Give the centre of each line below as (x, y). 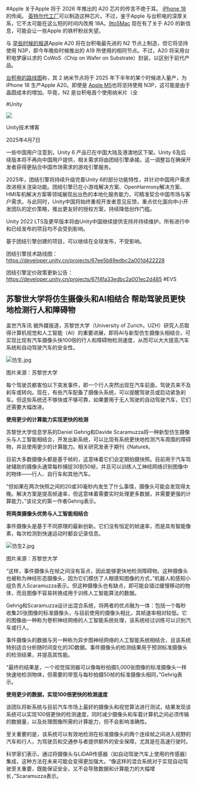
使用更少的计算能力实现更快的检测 (47, 419)
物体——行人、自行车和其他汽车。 (52, 474)
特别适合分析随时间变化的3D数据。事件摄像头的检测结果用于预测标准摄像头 (97, 647)
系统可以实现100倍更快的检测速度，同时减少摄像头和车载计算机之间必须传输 (98, 714)
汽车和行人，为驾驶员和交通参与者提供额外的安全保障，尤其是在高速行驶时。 (98, 741)
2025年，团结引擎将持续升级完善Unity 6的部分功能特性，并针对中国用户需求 (98, 179)
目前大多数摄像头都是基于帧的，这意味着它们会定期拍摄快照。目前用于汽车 (96, 459)
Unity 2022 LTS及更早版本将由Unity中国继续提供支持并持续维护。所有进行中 (98, 221)
